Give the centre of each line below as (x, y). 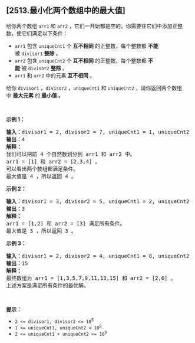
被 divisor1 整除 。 (38, 53)
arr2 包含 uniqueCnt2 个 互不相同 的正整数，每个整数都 (81, 60)
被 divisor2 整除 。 (44, 68)
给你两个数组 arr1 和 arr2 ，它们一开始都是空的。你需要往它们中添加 (89, 26)
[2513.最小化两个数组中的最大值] (66, 11)
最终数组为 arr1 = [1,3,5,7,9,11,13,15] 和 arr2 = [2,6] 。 (91, 278)
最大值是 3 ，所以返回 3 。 (41, 231)
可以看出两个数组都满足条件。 (42, 169)
